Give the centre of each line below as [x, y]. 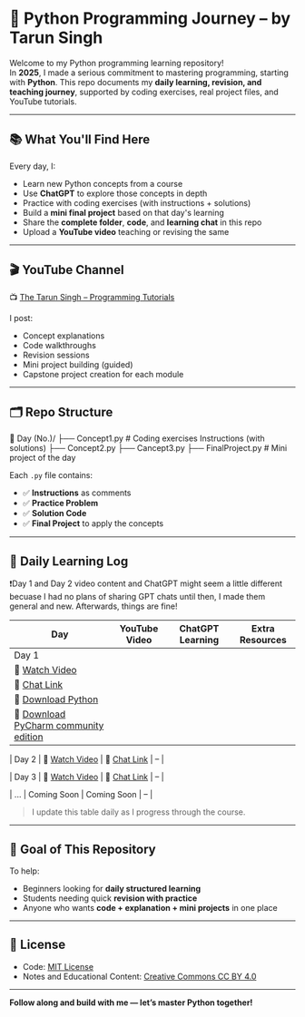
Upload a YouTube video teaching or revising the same [126, 231]
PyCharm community [59, 726]
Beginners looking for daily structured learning [112, 889]
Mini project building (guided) [78, 364]
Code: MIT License [58, 966]
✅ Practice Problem [60, 504]
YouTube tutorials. [43, 101]
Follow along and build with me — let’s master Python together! [131, 1002]
